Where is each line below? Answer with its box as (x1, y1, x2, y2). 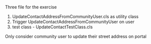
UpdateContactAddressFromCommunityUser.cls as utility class (12, 14, 139, 19)
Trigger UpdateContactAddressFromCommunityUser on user (12, 19, 135, 24)
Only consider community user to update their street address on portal (5, 34, 147, 39)
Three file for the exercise (5, 4, 57, 10)
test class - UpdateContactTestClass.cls (12, 24, 93, 30)
